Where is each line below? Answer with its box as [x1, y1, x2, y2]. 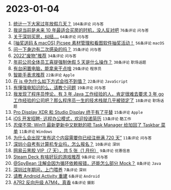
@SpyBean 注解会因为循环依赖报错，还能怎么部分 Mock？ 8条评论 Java [13, 160, 161, 166]
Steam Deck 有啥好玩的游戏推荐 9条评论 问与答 [13, 154, 108, 160]
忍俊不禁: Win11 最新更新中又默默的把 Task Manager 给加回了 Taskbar [13, 122, 160, 128]
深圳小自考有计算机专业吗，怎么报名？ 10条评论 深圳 [13, 141, 120, 147]
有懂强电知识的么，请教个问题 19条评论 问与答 [13, 84, 106, 90]
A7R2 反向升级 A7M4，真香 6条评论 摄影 [13, 179, 95, 185]
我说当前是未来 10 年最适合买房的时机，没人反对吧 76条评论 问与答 [13, 27, 149, 33]
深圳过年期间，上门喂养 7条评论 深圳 [13, 167, 87, 173]
